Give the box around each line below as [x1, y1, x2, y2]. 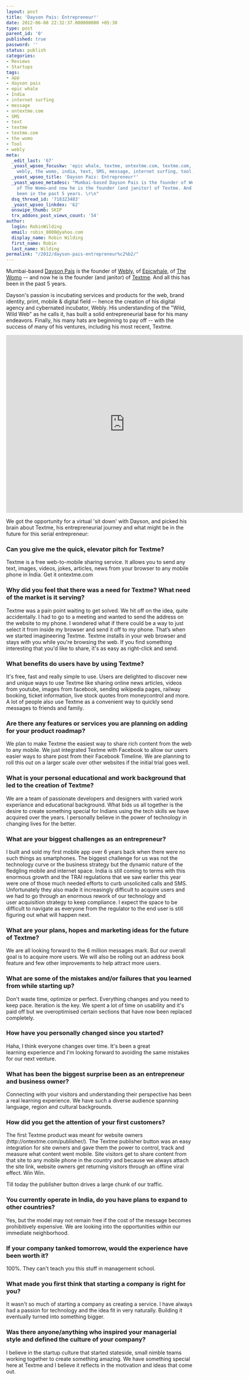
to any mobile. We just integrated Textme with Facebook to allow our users [6, 747, 188, 754]
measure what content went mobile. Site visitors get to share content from [6, 1150, 187, 1158]
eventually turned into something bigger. [6, 1313, 105, 1320]
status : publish [6, 47, 46, 53]
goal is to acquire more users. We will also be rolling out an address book [6, 953, 185, 961]
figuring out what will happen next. [6, 911, 91, 918]
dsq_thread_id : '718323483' [11, 196, 81, 202]
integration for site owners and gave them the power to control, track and [6, 1144, 185, 1151]
